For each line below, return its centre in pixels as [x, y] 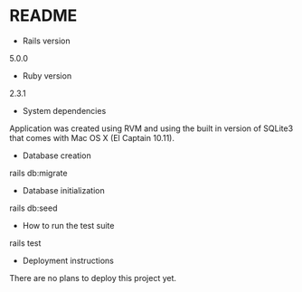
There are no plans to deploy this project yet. [93, 278]
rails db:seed [33, 208]
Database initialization [64, 190]
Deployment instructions [68, 260]
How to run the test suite [68, 225]
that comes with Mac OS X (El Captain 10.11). [92, 137]
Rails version [46, 41]
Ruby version [47, 75]
